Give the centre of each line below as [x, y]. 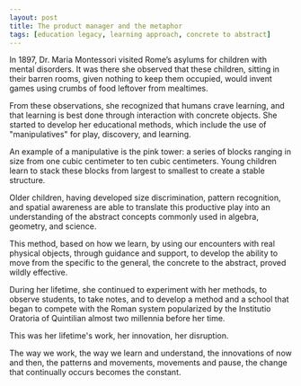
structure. [27, 180]
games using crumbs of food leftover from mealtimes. [109, 88]
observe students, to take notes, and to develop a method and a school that [149, 299]
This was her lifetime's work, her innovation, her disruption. [119, 336]
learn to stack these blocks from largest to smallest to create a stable [137, 171]
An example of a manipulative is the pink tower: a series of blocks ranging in [150, 152]
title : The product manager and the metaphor [96, 26]
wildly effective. [39, 272]
